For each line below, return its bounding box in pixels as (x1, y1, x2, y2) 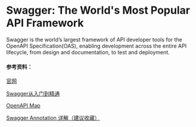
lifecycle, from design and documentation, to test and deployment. (6, 48, 170, 55)
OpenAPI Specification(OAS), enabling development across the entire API (6, 42, 187, 49)
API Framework (6, 16, 84, 30)
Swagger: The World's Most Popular (6, 4, 190, 17)
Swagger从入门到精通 (6, 90, 60, 97)
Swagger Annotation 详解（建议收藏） (6, 114, 100, 122)
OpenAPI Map (6, 102, 41, 109)
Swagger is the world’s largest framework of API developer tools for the (6, 36, 182, 43)
